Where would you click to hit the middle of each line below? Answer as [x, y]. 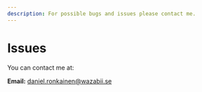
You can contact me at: [41, 68]
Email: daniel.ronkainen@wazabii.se [60, 81]
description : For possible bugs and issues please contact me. [102, 14]
